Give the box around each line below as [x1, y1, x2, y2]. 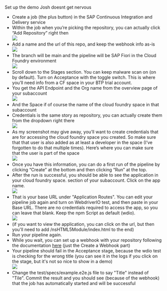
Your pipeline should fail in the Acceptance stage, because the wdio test [11, 248, 161, 253]
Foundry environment [11, 58, 56, 64]
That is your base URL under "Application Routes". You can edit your [11, 194, 153, 200]
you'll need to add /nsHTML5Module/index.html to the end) [11, 226, 134, 232]
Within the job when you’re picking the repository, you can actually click [11, 25, 160, 31]
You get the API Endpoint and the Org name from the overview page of [11, 85, 158, 91]
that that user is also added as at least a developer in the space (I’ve [11, 140, 153, 145]
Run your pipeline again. [11, 232, 62, 237]
